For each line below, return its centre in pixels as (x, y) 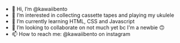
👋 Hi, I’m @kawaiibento (40, 9)
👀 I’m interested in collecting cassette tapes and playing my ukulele (93, 15)
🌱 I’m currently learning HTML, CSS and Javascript (73, 21)
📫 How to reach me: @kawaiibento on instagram (71, 34)
